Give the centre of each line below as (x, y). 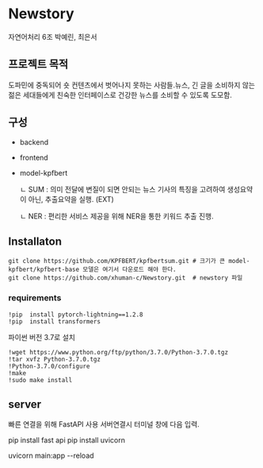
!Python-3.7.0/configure (49, 366)
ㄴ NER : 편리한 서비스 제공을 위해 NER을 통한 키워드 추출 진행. (116, 216)
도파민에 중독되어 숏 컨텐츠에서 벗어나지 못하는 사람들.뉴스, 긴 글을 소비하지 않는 (132, 85)
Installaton (35, 241)
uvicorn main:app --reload (51, 456)
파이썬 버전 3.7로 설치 (42, 337)
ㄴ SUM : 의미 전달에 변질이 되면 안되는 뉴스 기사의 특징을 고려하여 (122, 189)
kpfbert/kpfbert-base (44, 270)
